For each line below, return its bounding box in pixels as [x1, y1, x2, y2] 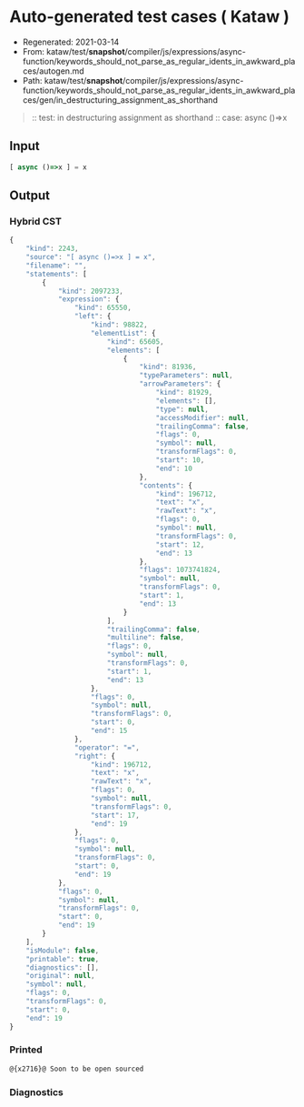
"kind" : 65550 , [74, 303, 132, 313]
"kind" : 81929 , [155, 388, 213, 398]
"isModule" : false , [25, 946, 100, 955]
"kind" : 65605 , [106, 337, 165, 347]
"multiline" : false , [106, 633, 184, 642]
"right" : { [74, 751, 116, 760]
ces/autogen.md [22, 65, 84, 76]
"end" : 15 [90, 726, 128, 736]
